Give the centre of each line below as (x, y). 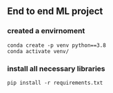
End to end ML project (55, 11)
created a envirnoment (46, 31)
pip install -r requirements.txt (55, 83)
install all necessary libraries (56, 68)
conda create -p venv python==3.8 (57, 45)
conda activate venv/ (38, 51)
